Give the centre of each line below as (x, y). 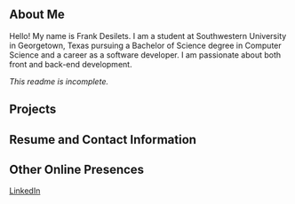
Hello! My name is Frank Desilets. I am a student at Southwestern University (148, 35)
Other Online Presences (77, 169)
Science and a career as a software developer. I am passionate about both (145, 55)
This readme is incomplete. (59, 81)
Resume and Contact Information (103, 140)
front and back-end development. (71, 64)
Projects (33, 110)
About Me (37, 15)
